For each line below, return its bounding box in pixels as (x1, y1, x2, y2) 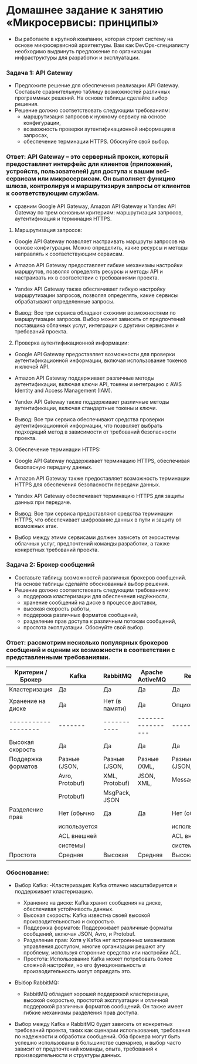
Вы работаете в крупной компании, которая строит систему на (14, 35, 174, 42)
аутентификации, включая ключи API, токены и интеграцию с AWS (14, 380, 182, 387)
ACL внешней (58, 832, 97, 840)
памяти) (103, 704, 127, 712)
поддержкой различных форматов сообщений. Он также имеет (23, 1003, 184, 1010)
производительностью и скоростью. (23, 918, 116, 925)
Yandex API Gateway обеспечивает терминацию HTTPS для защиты (14, 492, 185, 499)
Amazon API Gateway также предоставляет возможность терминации (14, 475, 190, 482)
